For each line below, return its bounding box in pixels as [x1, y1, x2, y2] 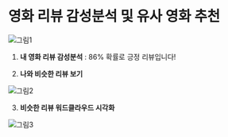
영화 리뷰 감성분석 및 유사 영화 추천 [8, 7, 221, 25]
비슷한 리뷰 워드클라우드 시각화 [19, 103, 115, 112]
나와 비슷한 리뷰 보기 [19, 68, 83, 78]
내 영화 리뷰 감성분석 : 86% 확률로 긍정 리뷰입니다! [19, 52, 176, 61]
